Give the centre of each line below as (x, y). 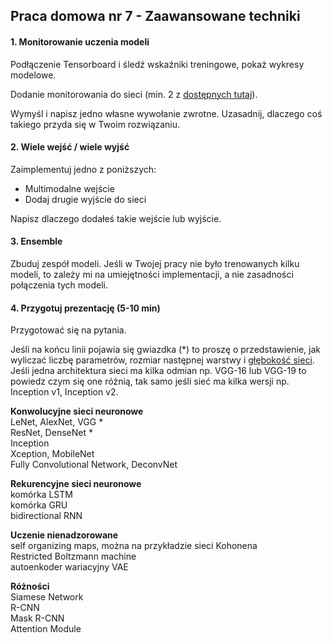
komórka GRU (39, 505)
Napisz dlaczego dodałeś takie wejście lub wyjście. (116, 218)
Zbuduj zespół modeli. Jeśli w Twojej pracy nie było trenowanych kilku (155, 263)
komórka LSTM (41, 495)
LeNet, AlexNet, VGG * (57, 422)
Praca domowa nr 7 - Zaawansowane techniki (155, 16)
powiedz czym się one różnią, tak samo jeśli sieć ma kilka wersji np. (150, 381)
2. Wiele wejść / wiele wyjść (70, 147)
